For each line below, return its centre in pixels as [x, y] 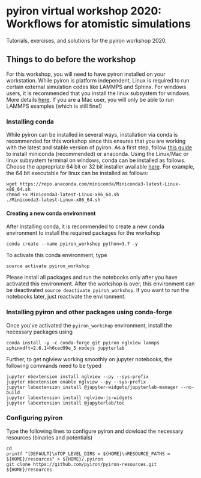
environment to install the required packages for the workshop [83, 233]
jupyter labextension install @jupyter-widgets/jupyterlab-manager [92, 387]
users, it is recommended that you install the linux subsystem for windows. [98, 93]
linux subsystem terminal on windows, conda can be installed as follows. [96, 160]
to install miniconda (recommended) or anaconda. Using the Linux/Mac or [97, 154]
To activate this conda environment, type [57, 255]
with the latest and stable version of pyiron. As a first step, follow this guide [99, 147]
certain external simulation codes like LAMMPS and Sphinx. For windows [96, 87]
